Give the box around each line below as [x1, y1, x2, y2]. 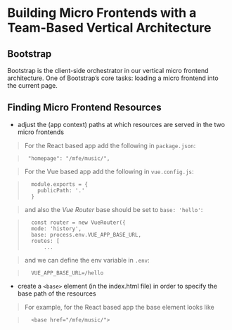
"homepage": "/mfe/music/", [27, 154, 110, 162]
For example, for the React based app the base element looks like [24, 303, 214, 311]
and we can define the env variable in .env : [24, 256, 150, 264]
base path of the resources [17, 289, 96, 298]
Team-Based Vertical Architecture [7, 20, 212, 36]
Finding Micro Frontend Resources [7, 102, 162, 114]
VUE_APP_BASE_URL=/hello [31, 269, 104, 277]
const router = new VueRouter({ [31, 219, 126, 226]
